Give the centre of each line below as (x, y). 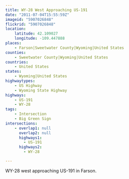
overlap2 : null (35, 133)
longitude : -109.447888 (40, 39)
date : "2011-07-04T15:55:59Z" (37, 15)
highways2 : (30, 147)
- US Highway (28, 85)
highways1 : (30, 138)
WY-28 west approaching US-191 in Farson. (51, 170)
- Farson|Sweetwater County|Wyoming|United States (69, 48)
